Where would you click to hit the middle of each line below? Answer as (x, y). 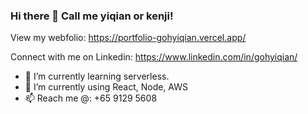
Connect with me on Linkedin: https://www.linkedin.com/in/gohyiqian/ (154, 57)
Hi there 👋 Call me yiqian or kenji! (92, 16)
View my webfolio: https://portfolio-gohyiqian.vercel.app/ (128, 38)
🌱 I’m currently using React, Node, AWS (106, 87)
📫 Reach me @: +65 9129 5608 (91, 98)
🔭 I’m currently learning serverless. (97, 76)
